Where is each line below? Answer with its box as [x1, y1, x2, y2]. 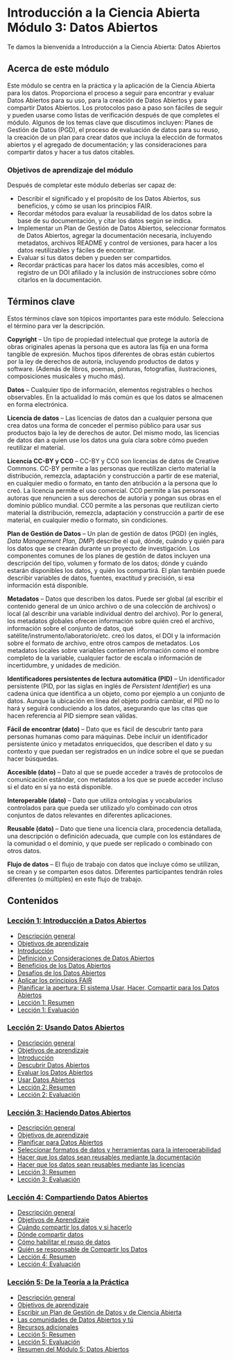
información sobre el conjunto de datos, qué [7, 624, 134, 632]
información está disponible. [7, 581, 89, 589]
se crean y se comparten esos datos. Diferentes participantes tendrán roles [7, 867, 223, 875]
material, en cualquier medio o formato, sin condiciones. [7, 516, 169, 524]
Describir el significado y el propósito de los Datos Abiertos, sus [17, 195, 201, 203]
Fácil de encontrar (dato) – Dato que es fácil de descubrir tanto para [7, 724, 203, 733]
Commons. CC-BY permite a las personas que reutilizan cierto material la [7, 464, 216, 472]
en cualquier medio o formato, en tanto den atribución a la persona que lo [7, 478, 218, 487]
